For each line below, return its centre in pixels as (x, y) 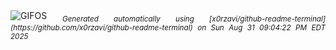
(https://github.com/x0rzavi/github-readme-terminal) (101, 27)
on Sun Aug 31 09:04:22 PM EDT (261, 27)
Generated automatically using (128, 19)
